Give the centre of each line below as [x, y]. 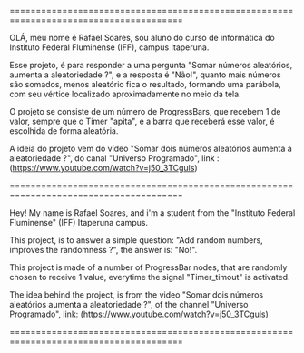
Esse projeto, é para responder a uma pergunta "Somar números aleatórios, [151, 65]
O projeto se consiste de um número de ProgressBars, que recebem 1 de [145, 111]
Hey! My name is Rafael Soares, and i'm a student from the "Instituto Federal [152, 213]
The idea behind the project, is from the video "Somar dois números [137, 295]
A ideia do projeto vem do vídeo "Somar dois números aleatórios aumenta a [151, 148]
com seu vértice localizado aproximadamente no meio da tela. [126, 94]
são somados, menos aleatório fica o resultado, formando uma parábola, [145, 84]
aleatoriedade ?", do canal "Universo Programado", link [112, 158]
